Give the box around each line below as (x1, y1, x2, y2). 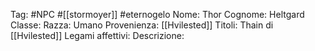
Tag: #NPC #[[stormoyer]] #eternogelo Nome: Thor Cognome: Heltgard (10, 9, 305, 20)
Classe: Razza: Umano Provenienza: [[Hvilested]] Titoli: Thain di (10, 19, 274, 31)
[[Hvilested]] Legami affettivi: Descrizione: (10, 30, 185, 41)
